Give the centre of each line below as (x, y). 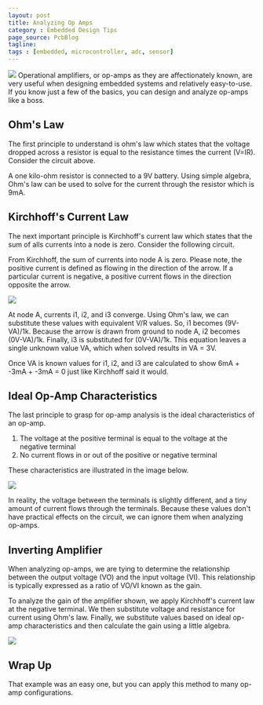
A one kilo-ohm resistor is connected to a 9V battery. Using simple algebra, (130, 175)
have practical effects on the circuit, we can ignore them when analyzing (126, 517)
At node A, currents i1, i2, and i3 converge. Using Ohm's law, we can (119, 314)
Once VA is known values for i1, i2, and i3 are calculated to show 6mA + (124, 363)
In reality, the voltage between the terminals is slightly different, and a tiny (128, 500)
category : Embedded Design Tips (63, 30)
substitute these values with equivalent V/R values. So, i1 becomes (116, 323)
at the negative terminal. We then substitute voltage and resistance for (122, 609)
